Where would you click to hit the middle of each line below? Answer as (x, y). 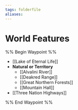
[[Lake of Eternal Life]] (35, 61)
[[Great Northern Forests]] (46, 82)
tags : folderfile (23, 10)
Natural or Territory (33, 67)
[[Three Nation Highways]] (39, 93)
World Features (38, 39)
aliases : (14, 14)
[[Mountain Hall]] (37, 88)
